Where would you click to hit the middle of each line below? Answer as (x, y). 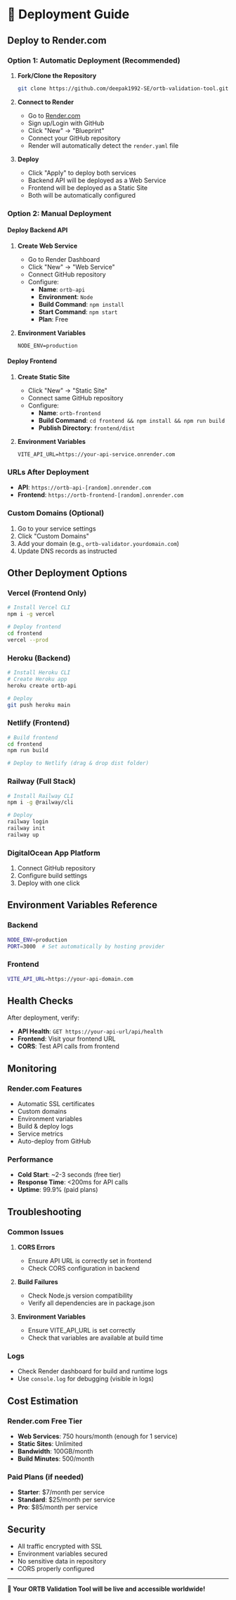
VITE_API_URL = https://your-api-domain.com (70, 979)
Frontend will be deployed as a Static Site (88, 188)
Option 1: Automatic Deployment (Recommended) (94, 61)
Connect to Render (46, 102)
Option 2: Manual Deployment (59, 213)
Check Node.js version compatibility (80, 1296)
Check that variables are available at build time (96, 1338)
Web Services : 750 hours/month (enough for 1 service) (97, 1436)
